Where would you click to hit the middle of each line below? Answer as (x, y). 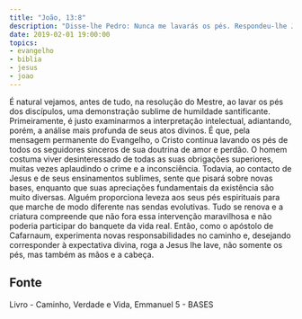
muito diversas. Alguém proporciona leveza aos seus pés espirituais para (145, 197)
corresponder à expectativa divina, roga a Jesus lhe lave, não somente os (146, 244)
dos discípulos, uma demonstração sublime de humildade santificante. (140, 111)
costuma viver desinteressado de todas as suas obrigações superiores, (142, 159)
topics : (24, 43)
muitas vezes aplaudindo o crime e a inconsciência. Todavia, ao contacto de (151, 168)
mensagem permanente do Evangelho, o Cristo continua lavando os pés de (149, 139)
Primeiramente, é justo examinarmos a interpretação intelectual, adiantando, (151, 120)
